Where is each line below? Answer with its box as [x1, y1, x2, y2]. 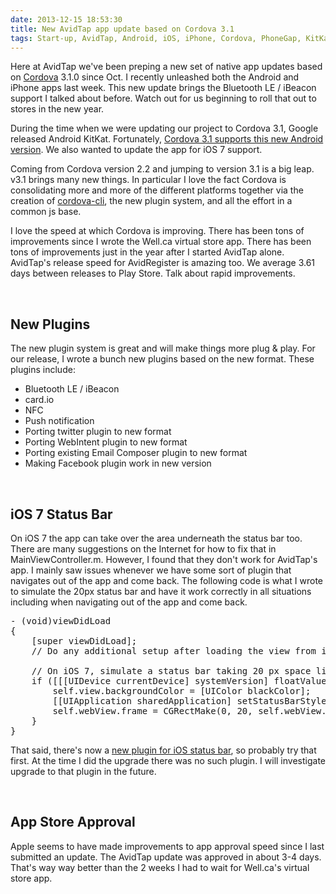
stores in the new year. [10, 103, 105, 115]
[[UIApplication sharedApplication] [52, 696, 233, 706]
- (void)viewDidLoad [10, 616, 112, 626]
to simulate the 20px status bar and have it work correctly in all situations [10, 586, 312, 597]
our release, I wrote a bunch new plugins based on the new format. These [10, 353, 315, 365]
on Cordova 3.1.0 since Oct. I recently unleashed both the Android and [10, 71, 300, 83]
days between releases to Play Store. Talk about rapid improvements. [10, 267, 296, 280]
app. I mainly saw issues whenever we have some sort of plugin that [10, 564, 292, 576]
